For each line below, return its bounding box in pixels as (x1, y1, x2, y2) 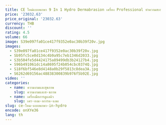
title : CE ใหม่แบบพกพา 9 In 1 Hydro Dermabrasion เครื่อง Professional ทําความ (5, 7, 157, 12)
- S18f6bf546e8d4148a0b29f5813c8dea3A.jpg (9, 67, 98, 72)
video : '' (5, 76, 26, 81)
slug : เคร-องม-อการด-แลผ (14, 99, 59, 104)
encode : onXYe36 (5, 108, 39, 113)
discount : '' (5, 26, 32, 31)
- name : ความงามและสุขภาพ (9, 85, 54, 90)
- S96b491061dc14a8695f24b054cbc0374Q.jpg (9, 62, 98, 67)
